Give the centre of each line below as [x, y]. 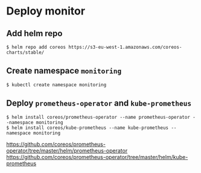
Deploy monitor [46, 11]
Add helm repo [34, 33]
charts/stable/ [25, 52]
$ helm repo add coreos [36, 47]
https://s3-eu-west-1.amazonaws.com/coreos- [125, 47]
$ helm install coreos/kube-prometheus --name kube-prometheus [88, 128]
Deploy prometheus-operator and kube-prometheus [99, 103]
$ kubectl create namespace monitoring [56, 85]
